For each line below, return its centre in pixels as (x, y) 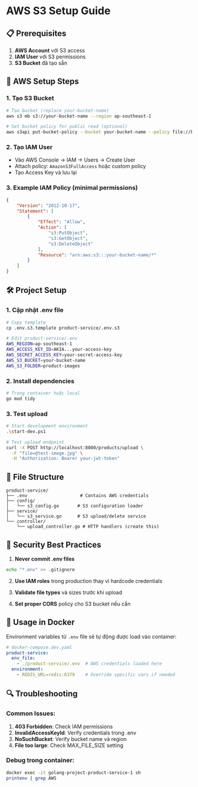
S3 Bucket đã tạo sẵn (41, 63)
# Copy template (26, 322)
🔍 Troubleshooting (42, 694)
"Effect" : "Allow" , (61, 222)
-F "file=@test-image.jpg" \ (47, 453)
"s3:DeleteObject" (71, 244)
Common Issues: (31, 713)
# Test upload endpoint (35, 442)
